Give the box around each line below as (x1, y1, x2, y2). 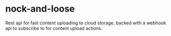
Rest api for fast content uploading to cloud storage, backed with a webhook (5, 20, 166, 26)
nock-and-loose (5, 3, 75, 15)
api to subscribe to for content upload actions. (5, 25, 103, 31)
